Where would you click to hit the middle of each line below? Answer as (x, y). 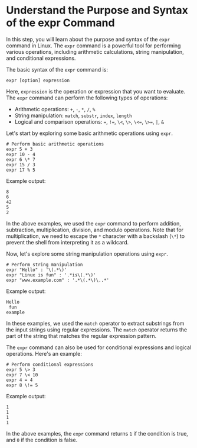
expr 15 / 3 (21, 165)
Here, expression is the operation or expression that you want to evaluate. (96, 91)
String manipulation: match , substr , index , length (73, 115)
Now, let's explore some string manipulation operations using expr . (87, 254)
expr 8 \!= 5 (22, 385)
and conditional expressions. (41, 58)
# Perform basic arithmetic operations (55, 144)
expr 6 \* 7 (21, 159)
